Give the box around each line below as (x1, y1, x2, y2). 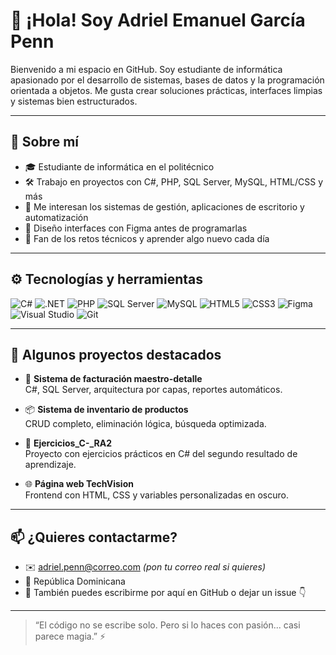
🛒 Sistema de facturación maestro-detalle (24, 373, 203, 385)
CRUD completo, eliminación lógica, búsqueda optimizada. (24, 418, 267, 430)
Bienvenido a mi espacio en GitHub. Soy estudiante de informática (10, 63, 283, 75)
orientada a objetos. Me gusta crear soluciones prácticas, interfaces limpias (10, 84, 323, 96)
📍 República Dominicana (24, 575, 126, 588)
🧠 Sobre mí (10, 134, 79, 151)
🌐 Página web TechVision (24, 478, 134, 490)
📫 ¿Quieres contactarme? (10, 529, 178, 546)
